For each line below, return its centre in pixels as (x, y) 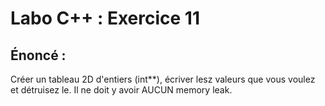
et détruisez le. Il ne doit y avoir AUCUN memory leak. (121, 90)
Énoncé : (38, 55)
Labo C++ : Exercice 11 (105, 18)
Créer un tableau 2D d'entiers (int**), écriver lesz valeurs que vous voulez (163, 79)
